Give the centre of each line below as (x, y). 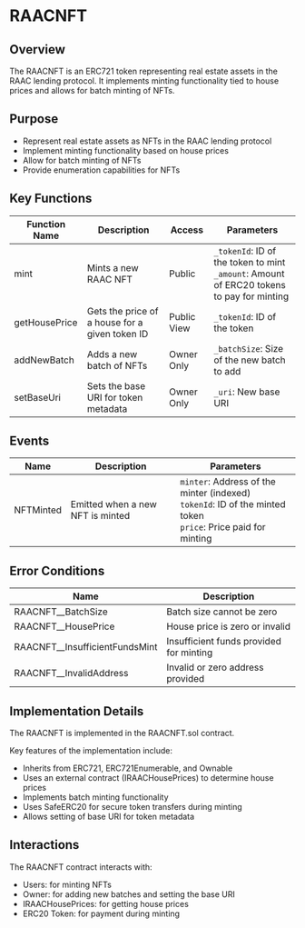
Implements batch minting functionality (96, 797)
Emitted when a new (113, 504)
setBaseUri (38, 397)
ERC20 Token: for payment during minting (101, 913)
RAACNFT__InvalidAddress (71, 674)
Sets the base (116, 385)
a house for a (115, 322)
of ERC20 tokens (249, 284)
